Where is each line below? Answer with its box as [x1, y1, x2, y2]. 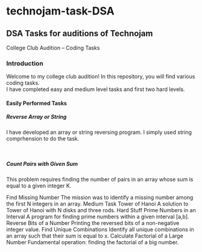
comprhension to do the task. [6, 134, 80, 142]
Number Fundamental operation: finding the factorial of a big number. [6, 238, 179, 245]
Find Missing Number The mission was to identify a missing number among [6, 194, 194, 201]
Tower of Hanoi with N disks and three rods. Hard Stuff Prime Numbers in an [6, 206, 196, 213]
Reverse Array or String [6, 113, 67, 121]
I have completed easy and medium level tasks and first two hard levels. [6, 86, 185, 93]
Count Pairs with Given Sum [6, 160, 78, 168]
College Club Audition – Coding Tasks [6, 44, 100, 51]
